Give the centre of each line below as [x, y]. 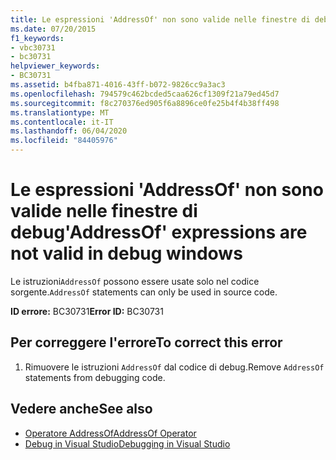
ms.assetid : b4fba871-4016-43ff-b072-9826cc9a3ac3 [118, 85]
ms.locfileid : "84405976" [64, 141]
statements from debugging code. [95, 377]
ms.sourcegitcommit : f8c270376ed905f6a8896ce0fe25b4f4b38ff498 [145, 103]
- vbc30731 [33, 47]
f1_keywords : [37, 38]
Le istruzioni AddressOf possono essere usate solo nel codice [135, 281]
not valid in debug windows [126, 253]
